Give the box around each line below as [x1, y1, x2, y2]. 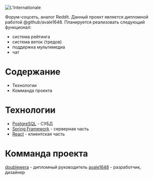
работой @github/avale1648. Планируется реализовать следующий [5, 19, 145, 25]
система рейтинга [12, 34, 50, 39]
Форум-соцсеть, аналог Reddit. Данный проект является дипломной [5, 14, 149, 19]
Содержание [5, 66, 61, 77]
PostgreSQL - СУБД [12, 121, 53, 126]
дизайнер [5, 169, 25, 175]
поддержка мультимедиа [12, 44, 65, 50]
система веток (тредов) [12, 39, 62, 45]
